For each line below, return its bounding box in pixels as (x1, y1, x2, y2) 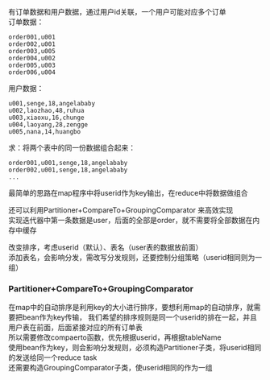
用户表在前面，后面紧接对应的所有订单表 (8, 323, 143, 332)
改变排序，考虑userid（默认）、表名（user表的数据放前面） (8, 242, 203, 252)
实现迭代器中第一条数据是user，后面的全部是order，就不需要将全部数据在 (8, 216, 253, 225)
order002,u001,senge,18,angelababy (8, 166, 128, 174)
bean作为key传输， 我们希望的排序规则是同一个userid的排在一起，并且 (22, 312, 258, 322)
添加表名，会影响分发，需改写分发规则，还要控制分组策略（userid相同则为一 (8, 253, 263, 262)
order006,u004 (8, 68, 56, 76)
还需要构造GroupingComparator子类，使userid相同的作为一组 (8, 363, 213, 373)
